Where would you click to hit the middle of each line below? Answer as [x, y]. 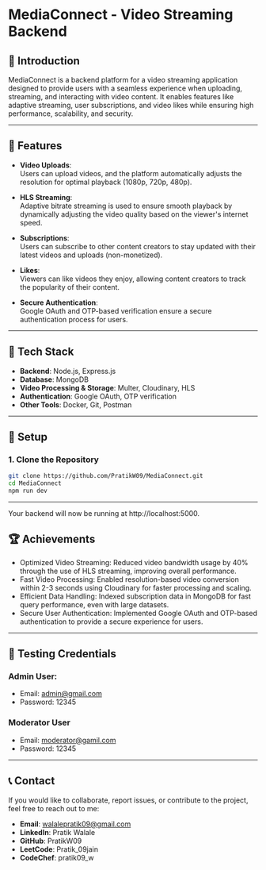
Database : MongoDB [54, 379]
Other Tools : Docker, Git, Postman [76, 404]
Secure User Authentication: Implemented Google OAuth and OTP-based [138, 613]
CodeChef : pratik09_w [57, 857]
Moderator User [40, 722]
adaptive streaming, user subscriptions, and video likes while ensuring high [131, 105]
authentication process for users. [74, 319]
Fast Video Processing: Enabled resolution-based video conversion [129, 579]
